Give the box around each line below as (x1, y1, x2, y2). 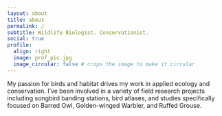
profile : (7, 42, 32, 48)
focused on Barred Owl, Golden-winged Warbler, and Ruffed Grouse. (7, 101, 202, 109)
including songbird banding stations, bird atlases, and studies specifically (7, 93, 215, 102)
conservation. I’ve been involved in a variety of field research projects (7, 87, 205, 95)
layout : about (7, 10, 48, 17)
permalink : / (7, 23, 45, 29)
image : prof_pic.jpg (13, 55, 72, 61)
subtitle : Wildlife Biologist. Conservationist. (7, 29, 149, 36)
